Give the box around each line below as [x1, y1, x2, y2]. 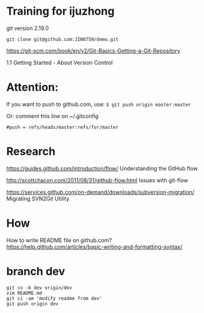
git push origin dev [6, 301, 59, 307]
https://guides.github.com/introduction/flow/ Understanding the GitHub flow [6, 164, 199, 172]
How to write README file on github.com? [6, 237, 112, 244]
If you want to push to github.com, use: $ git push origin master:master [6, 100, 191, 108]
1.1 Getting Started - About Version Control [6, 59, 113, 66]
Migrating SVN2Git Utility [6, 194, 70, 202]
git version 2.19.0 [6, 24, 49, 32]
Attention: [6, 81, 59, 94]
